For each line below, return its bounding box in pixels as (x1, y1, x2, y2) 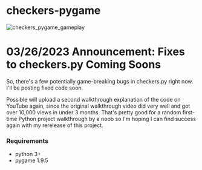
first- (182, 108, 195, 116)
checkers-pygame (6, 4, 101, 18)
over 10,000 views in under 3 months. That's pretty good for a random (6, 108, 181, 116)
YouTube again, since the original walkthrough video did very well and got (6, 102, 191, 110)
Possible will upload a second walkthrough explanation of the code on (6, 96, 181, 103)
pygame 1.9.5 (15, 157, 48, 164)
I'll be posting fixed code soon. (6, 84, 83, 91)
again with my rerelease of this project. (6, 122, 104, 129)
